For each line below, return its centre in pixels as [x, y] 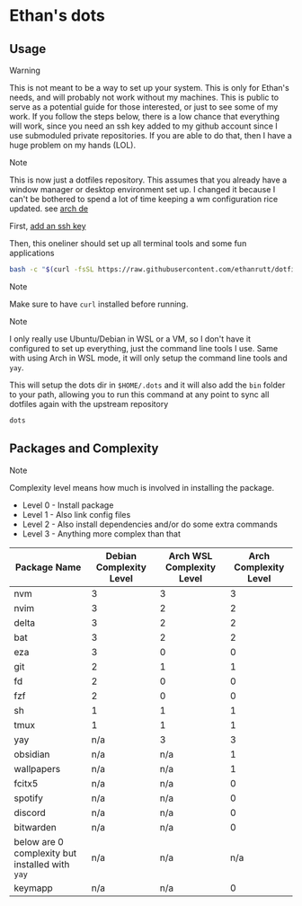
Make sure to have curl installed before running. [99, 304]
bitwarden [35, 827]
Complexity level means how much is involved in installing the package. [142, 487]
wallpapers [37, 768]
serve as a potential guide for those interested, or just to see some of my [144, 107]
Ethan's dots [57, 16]
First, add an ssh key [48, 226]
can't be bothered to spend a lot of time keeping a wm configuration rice [144, 199]
